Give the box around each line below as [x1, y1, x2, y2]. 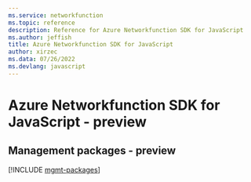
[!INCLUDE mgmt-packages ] [8, 165, 100, 174]
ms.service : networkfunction [8, 11, 104, 20]
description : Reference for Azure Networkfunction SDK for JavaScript [8, 26, 244, 34]
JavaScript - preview [8, 113, 147, 130]
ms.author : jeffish [8, 33, 72, 42]
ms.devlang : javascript [8, 63, 86, 71]
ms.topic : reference [8, 19, 76, 27]
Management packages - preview [8, 144, 176, 158]
